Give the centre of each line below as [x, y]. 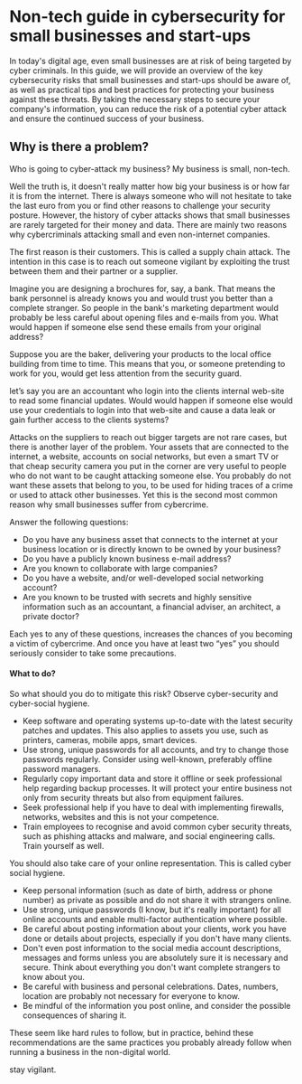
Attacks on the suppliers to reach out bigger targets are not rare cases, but [148, 437]
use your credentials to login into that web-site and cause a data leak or [143, 410]
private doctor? [50, 616]
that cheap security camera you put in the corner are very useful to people [148, 466]
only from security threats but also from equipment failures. [133, 797]
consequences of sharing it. [74, 1015]
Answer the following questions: [69, 522]
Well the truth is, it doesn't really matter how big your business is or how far [150, 186]
